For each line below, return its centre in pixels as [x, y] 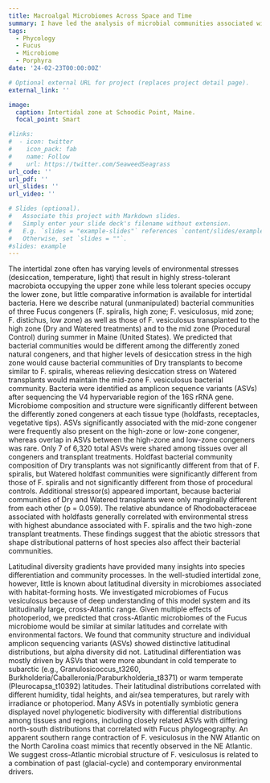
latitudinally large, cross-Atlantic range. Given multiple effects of [115, 609]
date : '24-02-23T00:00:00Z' [55, 68]
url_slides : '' [34, 187]
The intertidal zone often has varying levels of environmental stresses [124, 269]
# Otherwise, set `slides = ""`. [68, 238]
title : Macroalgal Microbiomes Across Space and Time [100, 16]
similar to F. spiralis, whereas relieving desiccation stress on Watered [123, 372]
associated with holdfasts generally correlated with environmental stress [129, 517]
